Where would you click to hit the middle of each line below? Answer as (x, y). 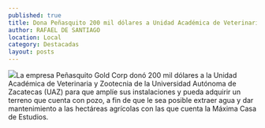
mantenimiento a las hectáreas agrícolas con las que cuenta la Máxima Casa (132, 108)
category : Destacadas (44, 45)
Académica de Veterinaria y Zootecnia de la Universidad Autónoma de (122, 84)
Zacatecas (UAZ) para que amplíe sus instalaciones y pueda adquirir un (125, 92)
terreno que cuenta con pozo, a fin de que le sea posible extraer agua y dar (131, 100)
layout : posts (32, 52)
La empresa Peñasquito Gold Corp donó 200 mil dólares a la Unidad (127, 75)
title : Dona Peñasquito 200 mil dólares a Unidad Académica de (114, 23)
